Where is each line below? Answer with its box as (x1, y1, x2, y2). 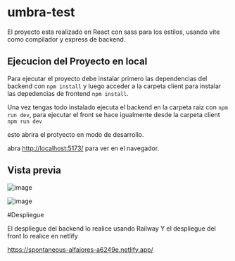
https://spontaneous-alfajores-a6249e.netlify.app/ (7, 245, 153, 254)
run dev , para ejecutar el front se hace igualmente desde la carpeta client (7, 110, 220, 119)
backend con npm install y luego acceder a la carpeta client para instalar (7, 82, 222, 90)
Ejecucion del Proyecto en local (7, 56, 148, 68)
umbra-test (7, 4, 75, 20)
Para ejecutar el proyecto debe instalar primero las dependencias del (7, 74, 208, 83)
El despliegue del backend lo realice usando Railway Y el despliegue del (7, 224, 216, 233)
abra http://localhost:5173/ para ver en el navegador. (7, 144, 160, 152)
